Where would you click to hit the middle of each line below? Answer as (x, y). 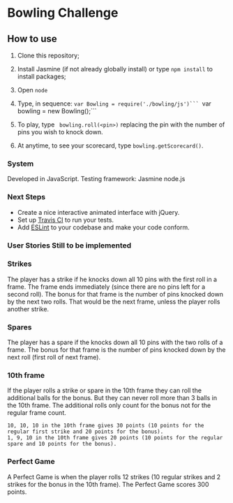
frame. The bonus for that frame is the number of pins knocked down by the (116, 350)
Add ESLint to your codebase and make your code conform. (103, 227)
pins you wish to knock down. (60, 132)
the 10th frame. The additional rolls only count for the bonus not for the (109, 405)
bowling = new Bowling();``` (57, 111)
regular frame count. (37, 413)
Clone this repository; (48, 55)
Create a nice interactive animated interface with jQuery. (98, 212)
